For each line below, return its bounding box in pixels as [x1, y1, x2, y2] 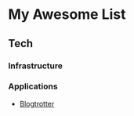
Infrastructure [8, 60, 63, 71]
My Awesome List [8, 5, 127, 24]
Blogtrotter [19, 99, 55, 108]
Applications [8, 81, 58, 92]
